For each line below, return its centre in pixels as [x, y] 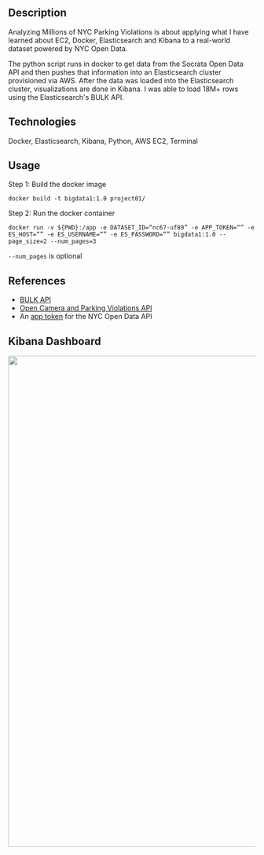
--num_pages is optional [45, 256]
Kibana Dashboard [55, 341]
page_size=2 [27, 242]
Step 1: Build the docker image [57, 185]
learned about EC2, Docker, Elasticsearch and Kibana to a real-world [119, 40]
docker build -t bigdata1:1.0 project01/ [77, 199]
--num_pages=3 [73, 242]
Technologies [42, 122]
